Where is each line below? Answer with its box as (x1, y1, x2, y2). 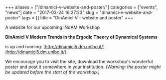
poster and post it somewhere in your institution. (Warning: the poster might (5, 64, 161, 70)
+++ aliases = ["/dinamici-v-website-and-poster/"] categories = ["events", (5, 4, 158, 10)
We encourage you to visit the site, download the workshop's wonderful (5, 59, 153, 64)
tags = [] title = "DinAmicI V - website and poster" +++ (21, 15, 134, 20)
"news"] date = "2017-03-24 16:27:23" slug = (5, 9, 99, 15)
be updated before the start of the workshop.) (5, 69, 100, 75)
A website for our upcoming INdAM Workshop (5, 24, 100, 30)
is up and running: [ (5, 44, 45, 49)
